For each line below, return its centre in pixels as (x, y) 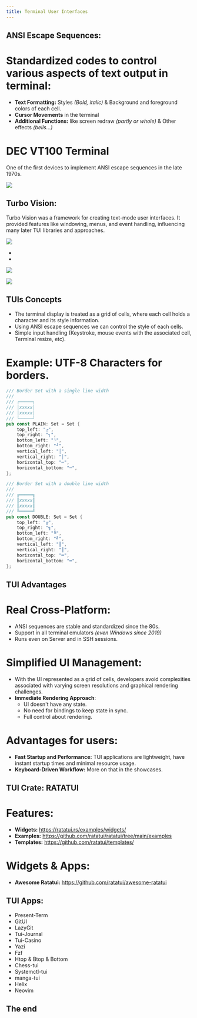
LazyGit (24, 928)
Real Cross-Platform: (59, 610)
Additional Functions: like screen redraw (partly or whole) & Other (95, 121)
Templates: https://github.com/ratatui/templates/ (74, 842)
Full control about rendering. (58, 716)
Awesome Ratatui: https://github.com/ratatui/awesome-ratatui (91, 882)
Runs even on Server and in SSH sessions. (66, 639)
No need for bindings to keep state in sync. (76, 710)
